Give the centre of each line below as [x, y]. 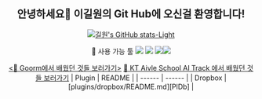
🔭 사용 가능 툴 [113, 51]
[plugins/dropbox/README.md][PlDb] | [131, 86]
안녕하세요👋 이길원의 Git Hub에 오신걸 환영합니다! [131, 14]
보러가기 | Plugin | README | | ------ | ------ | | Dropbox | [135, 78]
